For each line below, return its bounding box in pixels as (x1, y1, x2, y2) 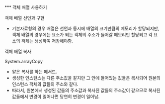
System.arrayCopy (4, 59, 43, 64)
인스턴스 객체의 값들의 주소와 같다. (11, 81, 79, 87)
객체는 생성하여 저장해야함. (21, 38, 73, 44)
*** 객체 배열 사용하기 (4, 4, 47, 10)
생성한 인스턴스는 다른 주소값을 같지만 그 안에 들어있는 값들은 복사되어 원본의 (11, 75, 161, 81)
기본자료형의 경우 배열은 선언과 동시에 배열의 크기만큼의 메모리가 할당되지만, (11, 25, 160, 31)
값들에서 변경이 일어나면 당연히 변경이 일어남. (11, 94, 100, 100)
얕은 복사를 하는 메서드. (11, 69, 58, 75)
